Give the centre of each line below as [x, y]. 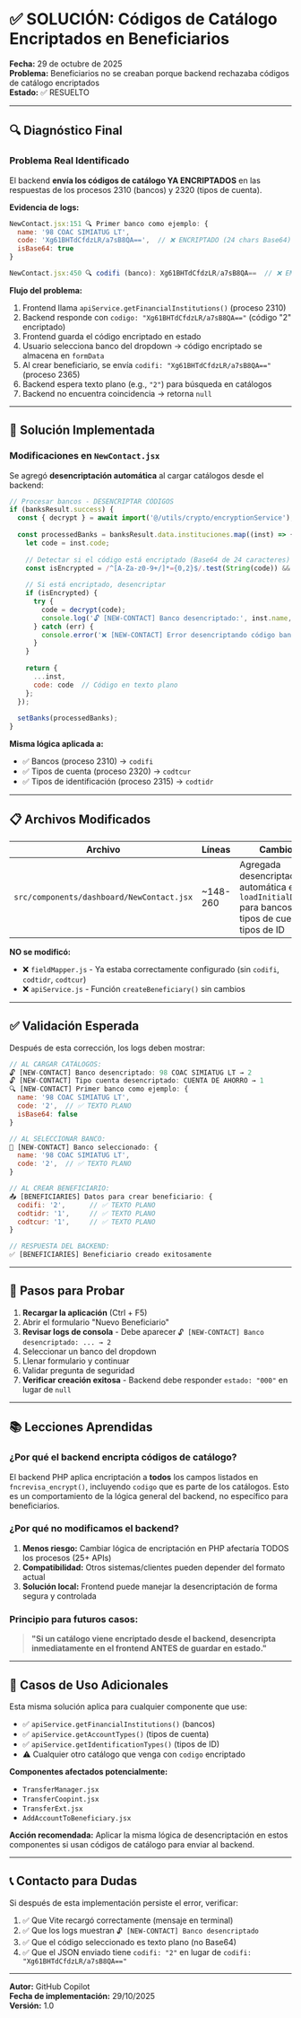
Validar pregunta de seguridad [78, 1370]
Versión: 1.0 [32, 2005]
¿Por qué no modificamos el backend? [94, 1529]
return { [42, 669]
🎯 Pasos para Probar [67, 1291]
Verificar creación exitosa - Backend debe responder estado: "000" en [155, 1380]
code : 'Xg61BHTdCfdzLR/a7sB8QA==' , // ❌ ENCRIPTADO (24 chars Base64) [155, 241]
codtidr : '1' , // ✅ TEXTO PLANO [86, 1213]
